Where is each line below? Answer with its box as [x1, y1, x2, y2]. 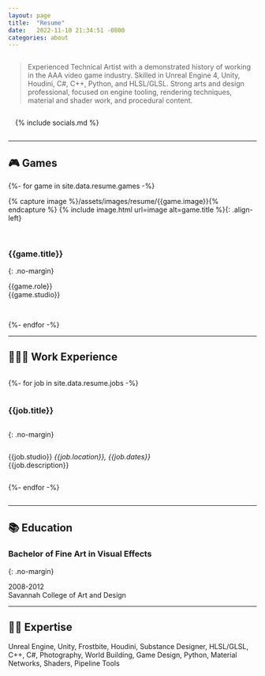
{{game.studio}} [8, 290, 61, 300]
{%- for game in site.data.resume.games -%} [8, 181, 155, 191]
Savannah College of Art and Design [8, 590, 126, 599]
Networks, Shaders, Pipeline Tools [8, 658, 120, 668]
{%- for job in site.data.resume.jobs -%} [8, 378, 139, 387]
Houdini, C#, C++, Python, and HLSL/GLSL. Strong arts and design [27, 79, 244, 89]
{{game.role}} [8, 281, 53, 291]
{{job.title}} [8, 405, 54, 416]
